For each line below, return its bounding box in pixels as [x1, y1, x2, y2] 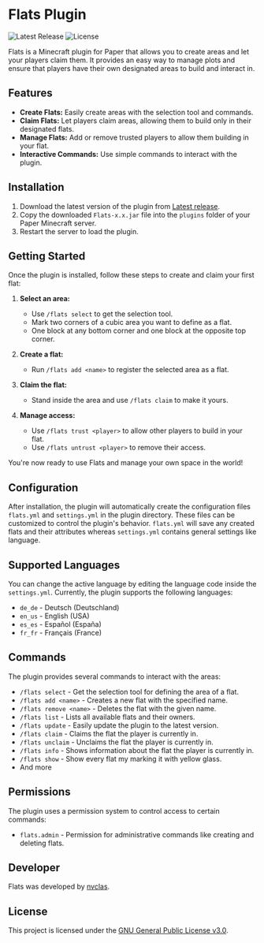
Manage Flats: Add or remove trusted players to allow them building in [19, 132, 250, 142]
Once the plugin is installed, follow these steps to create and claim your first [8, 270, 255, 280]
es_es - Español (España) [19, 620, 102, 628]
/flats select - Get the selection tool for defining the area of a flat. [19, 687, 239, 696]
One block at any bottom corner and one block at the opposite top [31, 326, 247, 336]
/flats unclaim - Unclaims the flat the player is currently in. [19, 737, 214, 747]
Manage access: [19, 411, 76, 420]
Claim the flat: [19, 380, 67, 389]
